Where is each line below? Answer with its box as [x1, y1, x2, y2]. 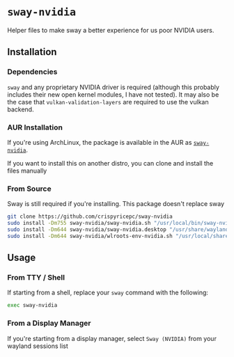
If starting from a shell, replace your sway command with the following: [7, 288, 209, 297]
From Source [7, 184, 52, 193]
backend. [7, 105, 34, 113]
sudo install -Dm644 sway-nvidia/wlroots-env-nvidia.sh [7, 232, 173, 239]
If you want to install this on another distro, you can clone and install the [7, 159, 214, 167]
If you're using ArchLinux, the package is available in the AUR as [7, 138, 192, 146]
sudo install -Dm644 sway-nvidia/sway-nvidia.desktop [7, 225, 167, 233]
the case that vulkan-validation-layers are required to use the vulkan [7, 97, 209, 106]
